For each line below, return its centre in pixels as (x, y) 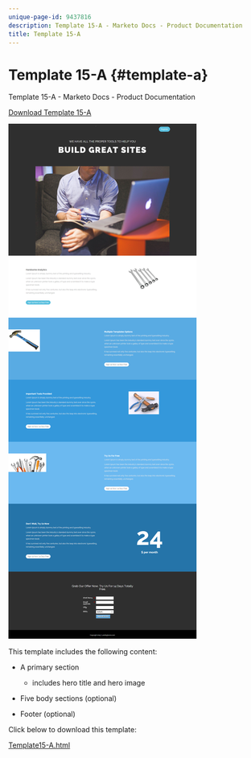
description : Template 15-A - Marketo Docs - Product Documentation (125, 25)
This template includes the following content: (83, 652)
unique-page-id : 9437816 (50, 17)
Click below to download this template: (72, 730)
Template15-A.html (39, 745)
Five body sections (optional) (68, 698)
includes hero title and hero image (88, 683)
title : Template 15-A (45, 34)
